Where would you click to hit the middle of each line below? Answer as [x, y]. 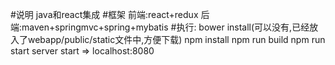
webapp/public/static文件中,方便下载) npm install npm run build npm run [176, 39]
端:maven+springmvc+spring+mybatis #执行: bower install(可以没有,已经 [160, 27]
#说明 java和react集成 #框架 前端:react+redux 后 [110, 14]
